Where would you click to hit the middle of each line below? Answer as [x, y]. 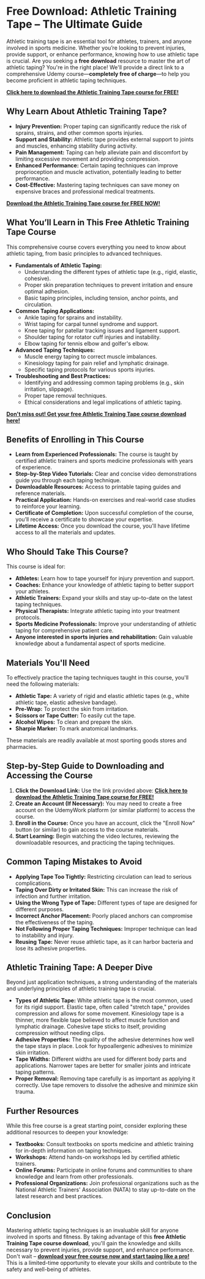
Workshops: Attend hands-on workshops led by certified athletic [98, 1157]
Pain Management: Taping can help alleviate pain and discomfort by [102, 152]
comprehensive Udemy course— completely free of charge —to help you [98, 74]
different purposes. [39, 909]
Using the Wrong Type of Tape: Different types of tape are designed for [106, 903]
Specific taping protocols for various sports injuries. [90, 370]
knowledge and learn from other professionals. [74, 1177]
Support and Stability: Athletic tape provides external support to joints [104, 139]
